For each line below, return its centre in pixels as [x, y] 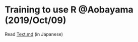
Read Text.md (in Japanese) [34, 34]
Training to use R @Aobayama [69, 10]
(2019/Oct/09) [36, 20]
